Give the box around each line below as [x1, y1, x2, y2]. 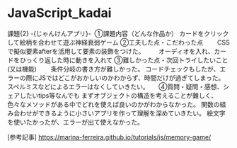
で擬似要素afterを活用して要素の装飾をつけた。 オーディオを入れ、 [7, 47, 214, 55]
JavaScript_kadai [7, 5, 112, 21]
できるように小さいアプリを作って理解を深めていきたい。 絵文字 [37, 108, 226, 118]
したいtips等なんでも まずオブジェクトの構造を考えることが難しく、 [19, 91, 218, 100]
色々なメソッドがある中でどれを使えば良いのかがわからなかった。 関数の [7, 100, 220, 108]
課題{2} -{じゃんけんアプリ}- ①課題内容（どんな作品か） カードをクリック [7, 29, 229, 38]
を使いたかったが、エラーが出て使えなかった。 [7, 118, 144, 126]
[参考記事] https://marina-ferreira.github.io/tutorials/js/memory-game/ [7, 132, 212, 141]
